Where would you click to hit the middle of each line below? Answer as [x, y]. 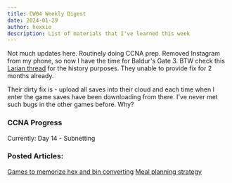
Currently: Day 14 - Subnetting [51, 138]
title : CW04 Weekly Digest [47, 14]
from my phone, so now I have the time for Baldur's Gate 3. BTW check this [116, 61]
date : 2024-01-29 [33, 20]
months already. [31, 76]
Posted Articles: [36, 156]
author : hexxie [30, 27]
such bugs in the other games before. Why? [71, 105]
